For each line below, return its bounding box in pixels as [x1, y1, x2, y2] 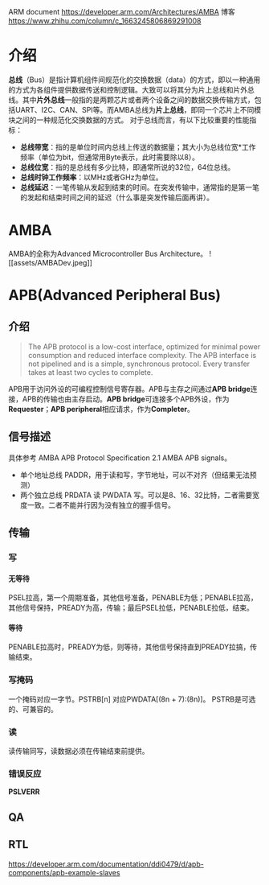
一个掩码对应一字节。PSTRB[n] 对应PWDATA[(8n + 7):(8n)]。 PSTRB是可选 [8, 694, 256, 704]
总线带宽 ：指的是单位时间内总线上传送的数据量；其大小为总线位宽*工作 [19, 142, 256, 151]
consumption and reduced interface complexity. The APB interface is [27, 350, 257, 360]
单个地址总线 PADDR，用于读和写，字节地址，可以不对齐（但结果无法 [19, 470, 251, 480]
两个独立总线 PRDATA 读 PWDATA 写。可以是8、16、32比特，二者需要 [19, 490, 253, 500]
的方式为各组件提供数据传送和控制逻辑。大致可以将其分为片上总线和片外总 [8, 84, 255, 94]
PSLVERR [8, 787, 40, 796]
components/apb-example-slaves [8, 867, 120, 877]
